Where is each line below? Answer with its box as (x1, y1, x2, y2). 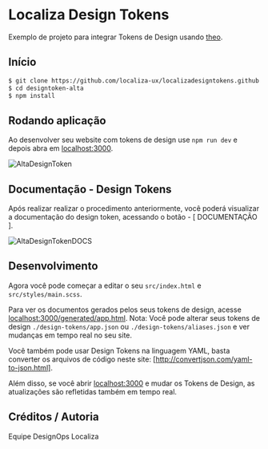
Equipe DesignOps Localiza (8, 431, 99, 441)
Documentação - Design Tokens (8, 182, 172, 196)
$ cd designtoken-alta (8, 84, 84, 92)
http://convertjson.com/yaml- (155, 354, 253, 364)
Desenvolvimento (8, 259, 98, 273)
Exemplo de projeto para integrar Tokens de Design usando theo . (8, 32, 223, 42)
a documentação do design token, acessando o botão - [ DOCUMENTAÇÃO (8, 212, 258, 221)
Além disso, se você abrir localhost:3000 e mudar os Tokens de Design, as (8, 378, 255, 388)
